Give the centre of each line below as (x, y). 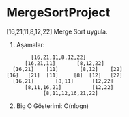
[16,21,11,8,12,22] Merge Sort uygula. (57, 31)
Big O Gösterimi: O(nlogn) (53, 106)
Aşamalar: (30, 44)
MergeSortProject (58, 13)
